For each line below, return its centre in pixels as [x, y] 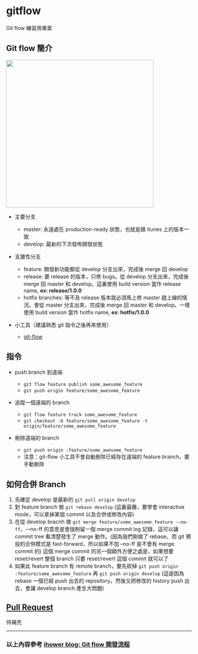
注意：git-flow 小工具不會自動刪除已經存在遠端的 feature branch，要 [106, 457]
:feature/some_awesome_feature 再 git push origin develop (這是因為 [99, 574]
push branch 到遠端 [39, 372]
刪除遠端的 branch [37, 438]
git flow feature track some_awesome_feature [80, 415]
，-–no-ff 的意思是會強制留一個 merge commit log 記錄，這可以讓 [99, 529]
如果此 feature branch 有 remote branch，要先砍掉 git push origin [96, 566]
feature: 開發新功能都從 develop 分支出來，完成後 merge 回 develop [106, 269]
